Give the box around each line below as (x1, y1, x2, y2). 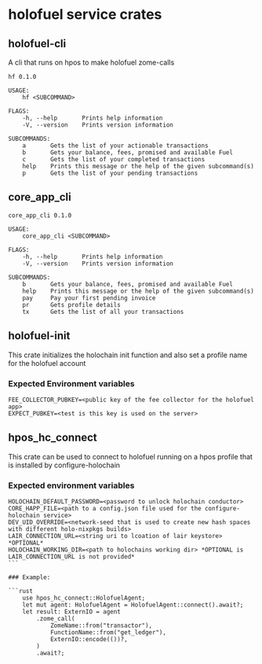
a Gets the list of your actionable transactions (22, 142, 209, 149)
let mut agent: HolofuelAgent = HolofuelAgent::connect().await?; (22, 601, 244, 609)
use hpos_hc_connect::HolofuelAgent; (22, 594, 146, 603)
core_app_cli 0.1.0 (8, 211, 72, 219)
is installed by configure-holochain (8, 460, 120, 470)
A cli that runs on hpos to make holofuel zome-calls (8, 57, 175, 67)
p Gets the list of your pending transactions (22, 169, 198, 177)
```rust (8, 588, 34, 596)
